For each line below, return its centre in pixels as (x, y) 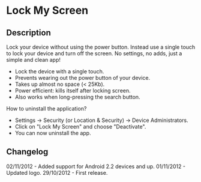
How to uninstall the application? (46, 108)
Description (28, 33)
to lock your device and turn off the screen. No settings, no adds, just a (94, 53)
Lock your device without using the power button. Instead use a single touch (101, 47)
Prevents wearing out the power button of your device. (82, 78)
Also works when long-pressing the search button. (77, 97)
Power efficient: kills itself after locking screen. (73, 90)
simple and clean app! (34, 60)
